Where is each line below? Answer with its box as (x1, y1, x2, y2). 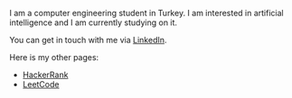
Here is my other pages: (9, 52, 99, 62)
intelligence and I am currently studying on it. (9, 17, 178, 28)
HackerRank (22, 69, 69, 80)
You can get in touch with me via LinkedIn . (9, 35, 167, 45)
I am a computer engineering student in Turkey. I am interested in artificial (9, 8, 284, 18)
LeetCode (22, 79, 60, 89)
